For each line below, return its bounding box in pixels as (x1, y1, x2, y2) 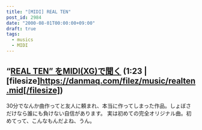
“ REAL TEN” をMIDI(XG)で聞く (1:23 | (6, 66, 147, 76)
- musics (11, 37, 34, 43)
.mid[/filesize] (6, 85, 60, 96)
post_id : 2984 (6, 14, 42, 20)
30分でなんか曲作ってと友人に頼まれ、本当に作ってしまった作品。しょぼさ (6, 102, 191, 109)
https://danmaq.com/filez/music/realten (40, 76, 196, 86)
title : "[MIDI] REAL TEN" (6, 8, 71, 15)
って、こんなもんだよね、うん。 (16, 117, 95, 124)
